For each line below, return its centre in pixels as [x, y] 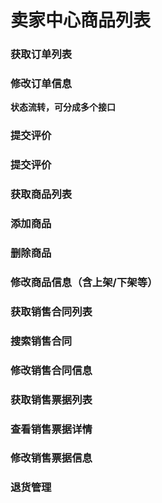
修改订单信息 [41, 84]
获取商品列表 [41, 194]
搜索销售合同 [41, 341]
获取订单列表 [41, 54]
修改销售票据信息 [51, 458]
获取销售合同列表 [51, 311]
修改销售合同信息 [51, 370]
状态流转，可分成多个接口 [63, 107]
